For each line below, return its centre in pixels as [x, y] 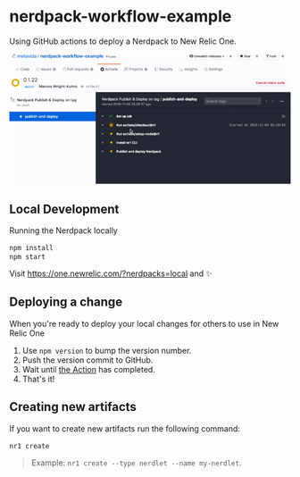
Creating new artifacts [73, 407]
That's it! [38, 379]
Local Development [64, 209]
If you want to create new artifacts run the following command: [125, 428]
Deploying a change [66, 302]
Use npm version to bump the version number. [107, 350]
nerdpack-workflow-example [121, 17]
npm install [31, 247]
